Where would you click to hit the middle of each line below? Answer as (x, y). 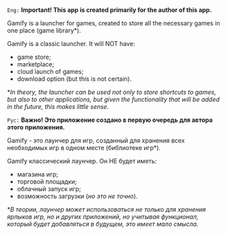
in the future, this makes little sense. (58, 107)
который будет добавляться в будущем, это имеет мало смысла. (103, 224)
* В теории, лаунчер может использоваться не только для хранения (107, 209)
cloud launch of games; (50, 72)
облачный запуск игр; (49, 189)
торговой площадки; (47, 182)
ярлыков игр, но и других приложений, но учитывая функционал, (103, 217)
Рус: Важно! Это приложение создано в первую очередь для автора (110, 120)
